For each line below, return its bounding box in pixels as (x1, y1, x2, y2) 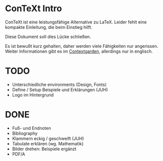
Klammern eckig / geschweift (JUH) (12, 135, 84, 141)
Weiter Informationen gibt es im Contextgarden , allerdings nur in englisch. (5, 48, 153, 54)
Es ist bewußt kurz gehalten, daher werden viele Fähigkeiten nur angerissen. (5, 43, 159, 49)
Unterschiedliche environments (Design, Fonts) (12, 81, 107, 87)
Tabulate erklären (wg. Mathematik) (12, 141, 84, 146)
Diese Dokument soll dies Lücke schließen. (5, 34, 91, 40)
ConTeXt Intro (5, 3, 62, 14)
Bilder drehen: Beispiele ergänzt (12, 146, 77, 152)
